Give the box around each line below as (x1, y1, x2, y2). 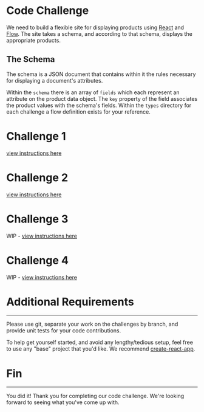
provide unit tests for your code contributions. (6, 327, 121, 334)
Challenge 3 (6, 212, 69, 225)
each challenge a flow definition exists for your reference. (6, 108, 151, 115)
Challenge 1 (6, 129, 66, 143)
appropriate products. (6, 36, 61, 44)
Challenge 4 (6, 253, 69, 267)
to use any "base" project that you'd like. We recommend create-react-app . (6, 345, 195, 352)
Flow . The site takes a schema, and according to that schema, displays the (6, 30, 192, 37)
